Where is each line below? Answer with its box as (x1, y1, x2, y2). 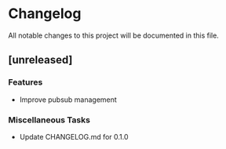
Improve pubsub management (19, 95, 118, 104)
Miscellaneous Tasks (8, 114, 90, 125)
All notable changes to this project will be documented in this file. (8, 31, 220, 40)
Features (8, 77, 43, 88)
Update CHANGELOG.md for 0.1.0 (19, 132, 129, 141)
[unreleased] (8, 53, 73, 67)
